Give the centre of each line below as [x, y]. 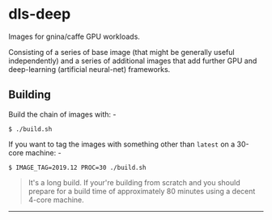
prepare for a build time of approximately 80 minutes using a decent [142, 191]
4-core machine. [56, 200]
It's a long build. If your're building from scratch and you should [134, 182]
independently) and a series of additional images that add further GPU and [133, 61]
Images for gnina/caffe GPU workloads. [74, 36]
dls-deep [40, 14]
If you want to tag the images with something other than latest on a [122, 144]
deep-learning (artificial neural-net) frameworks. [89, 69]
